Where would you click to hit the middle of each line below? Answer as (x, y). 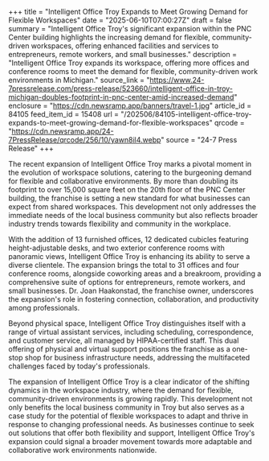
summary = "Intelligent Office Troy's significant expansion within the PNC (130, 29)
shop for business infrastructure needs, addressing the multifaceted (137, 358)
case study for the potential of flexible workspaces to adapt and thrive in (128, 416)
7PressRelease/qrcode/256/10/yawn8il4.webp (85, 140)
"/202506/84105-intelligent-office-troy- (186, 114)
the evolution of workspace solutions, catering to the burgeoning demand (130, 173)
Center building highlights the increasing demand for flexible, (109, 37)
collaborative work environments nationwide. (83, 450)
